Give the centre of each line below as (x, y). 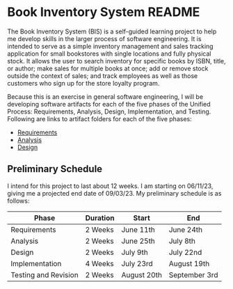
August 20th (142, 274)
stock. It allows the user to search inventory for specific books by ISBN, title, (116, 61)
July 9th (135, 252)
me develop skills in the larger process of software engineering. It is (104, 38)
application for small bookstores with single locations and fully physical (109, 54)
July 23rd (137, 263)
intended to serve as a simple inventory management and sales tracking (110, 46)
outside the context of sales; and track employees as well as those (103, 76)
